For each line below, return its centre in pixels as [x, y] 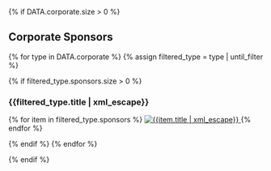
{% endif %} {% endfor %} [53, 144]
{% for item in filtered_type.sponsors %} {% [130, 120]
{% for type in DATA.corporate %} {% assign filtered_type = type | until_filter [136, 57]
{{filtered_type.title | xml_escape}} [79, 102]
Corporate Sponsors [61, 37]
